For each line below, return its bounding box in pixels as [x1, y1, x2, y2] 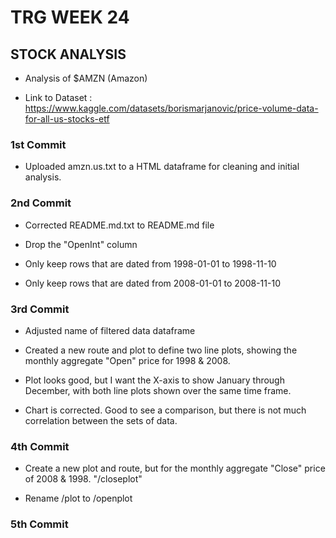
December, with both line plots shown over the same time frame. [24, 384, 292, 396]
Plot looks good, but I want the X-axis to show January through [24, 374, 285, 386]
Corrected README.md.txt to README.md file [24, 219, 215, 231]
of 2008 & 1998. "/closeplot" [24, 473, 143, 485]
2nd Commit [10, 196, 72, 210]
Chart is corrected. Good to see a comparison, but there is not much [24, 404, 307, 416]
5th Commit [10, 517, 69, 531]
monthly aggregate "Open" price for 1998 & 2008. [24, 354, 231, 366]
